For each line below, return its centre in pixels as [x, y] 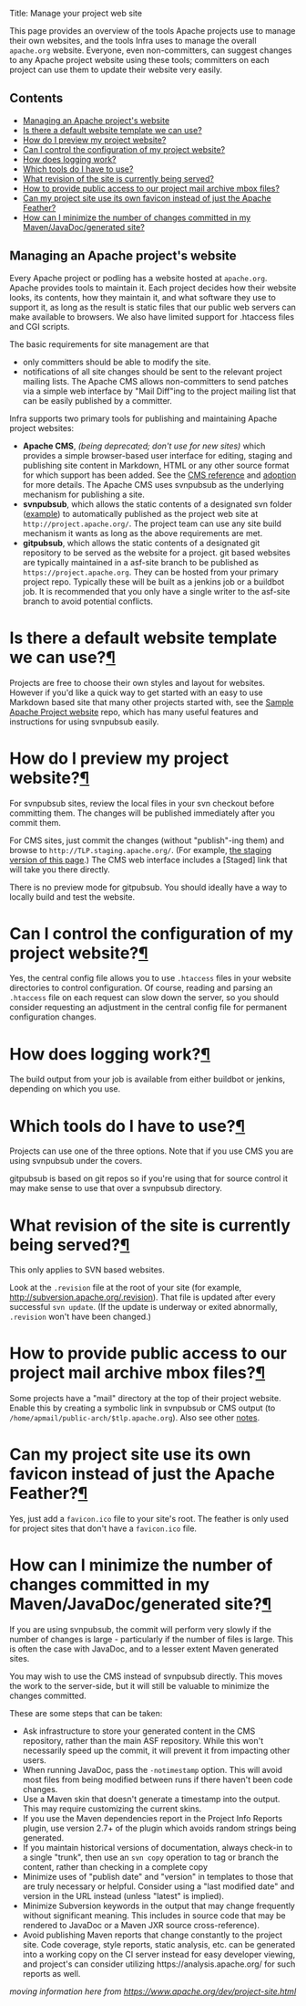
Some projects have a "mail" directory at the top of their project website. [145, 1399]
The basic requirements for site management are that [109, 344]
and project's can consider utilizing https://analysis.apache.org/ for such [159, 1964]
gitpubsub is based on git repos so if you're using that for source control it [149, 1178]
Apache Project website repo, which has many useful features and [134, 712]
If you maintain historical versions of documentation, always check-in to [158, 1848]
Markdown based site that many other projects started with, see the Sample [152, 702]
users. [35, 1760]
